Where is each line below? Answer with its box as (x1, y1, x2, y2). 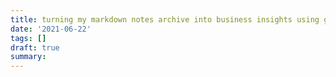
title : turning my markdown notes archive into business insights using (10, 14, 320, 25)
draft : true (10, 42, 60, 53)
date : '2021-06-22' (10, 24, 92, 34)
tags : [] (10, 33, 47, 43)
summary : (10, 52, 47, 62)
